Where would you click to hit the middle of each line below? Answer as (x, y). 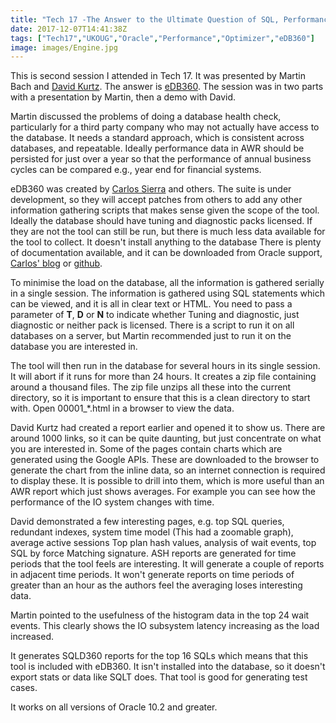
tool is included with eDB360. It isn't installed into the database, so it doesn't (168, 667)
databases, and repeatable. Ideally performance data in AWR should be (157, 148)
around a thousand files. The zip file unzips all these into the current (151, 387)
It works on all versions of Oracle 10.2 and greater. (114, 707)
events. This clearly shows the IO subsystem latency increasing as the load (165, 626)
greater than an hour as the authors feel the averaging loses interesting (156, 585)
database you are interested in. (74, 347)
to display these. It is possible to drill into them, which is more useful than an (167, 481)
